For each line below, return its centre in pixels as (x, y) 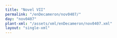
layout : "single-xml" (28, 28)
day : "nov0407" (21, 19)
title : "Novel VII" (25, 10)
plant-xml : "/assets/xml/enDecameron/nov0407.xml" (59, 23)
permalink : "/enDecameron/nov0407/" (43, 14)
